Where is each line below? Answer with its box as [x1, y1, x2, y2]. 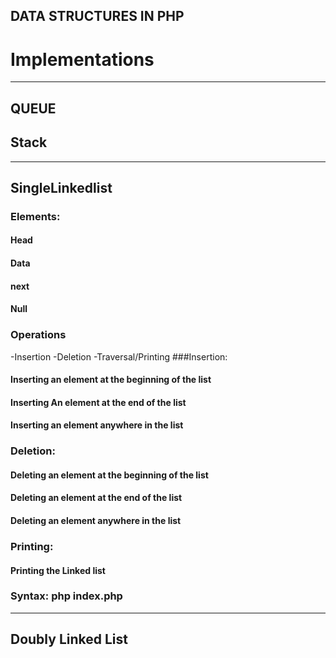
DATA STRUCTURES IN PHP [10, 8, 185, 25]
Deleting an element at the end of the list [10, 492, 183, 504]
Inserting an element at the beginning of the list [10, 374, 212, 386]
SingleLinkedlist [10, 179, 113, 196]
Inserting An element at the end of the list [10, 396, 187, 408]
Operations [10, 328, 67, 342]
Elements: [10, 209, 61, 223]
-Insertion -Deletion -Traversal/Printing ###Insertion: [10, 350, 228, 363]
